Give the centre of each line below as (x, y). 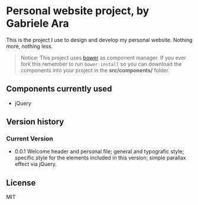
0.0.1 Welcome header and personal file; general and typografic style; (99, 152)
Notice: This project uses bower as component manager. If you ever (103, 57)
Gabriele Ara (38, 23)
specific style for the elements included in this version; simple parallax (100, 158)
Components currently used (59, 89)
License (21, 183)
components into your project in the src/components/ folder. (95, 70)
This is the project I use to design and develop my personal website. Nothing (99, 40)
